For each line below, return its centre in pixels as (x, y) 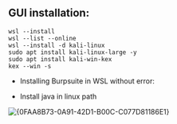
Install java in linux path (58, 96)
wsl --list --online (43, 38)
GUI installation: (49, 13)
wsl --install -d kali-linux (57, 45)
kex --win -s (30, 66)
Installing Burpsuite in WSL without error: (87, 81)
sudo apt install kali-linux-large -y (73, 52)
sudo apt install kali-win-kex (60, 59)
